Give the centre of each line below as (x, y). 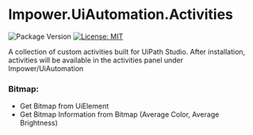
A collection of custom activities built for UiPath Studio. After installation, (127, 51)
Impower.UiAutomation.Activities (121, 15)
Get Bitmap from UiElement (64, 106)
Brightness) (38, 123)
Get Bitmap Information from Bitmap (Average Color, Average (119, 114)
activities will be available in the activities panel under (96, 60)
